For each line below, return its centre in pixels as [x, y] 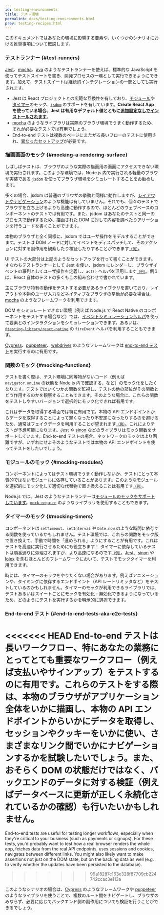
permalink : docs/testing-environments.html [50, 19]
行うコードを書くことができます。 [48, 226]
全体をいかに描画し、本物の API [69, 709]
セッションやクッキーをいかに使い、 [78, 734]
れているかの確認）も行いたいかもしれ [82, 807]
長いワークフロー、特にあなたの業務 [78, 648]
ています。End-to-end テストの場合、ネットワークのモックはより [87, 436]
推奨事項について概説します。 [43, 44]
